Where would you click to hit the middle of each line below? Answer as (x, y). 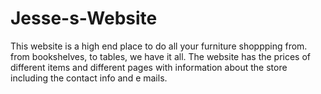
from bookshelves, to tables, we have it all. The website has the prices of (161, 56)
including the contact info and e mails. (89, 78)
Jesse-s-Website (84, 18)
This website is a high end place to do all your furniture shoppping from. (159, 46)
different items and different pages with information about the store (149, 67)
